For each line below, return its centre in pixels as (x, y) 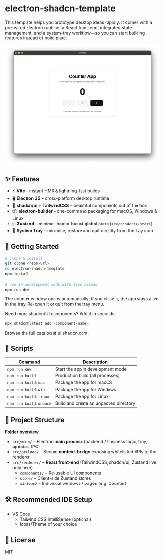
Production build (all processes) (88, 376)
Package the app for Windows (86, 389)
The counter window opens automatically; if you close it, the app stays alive (82, 299)
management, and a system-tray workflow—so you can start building (75, 33)
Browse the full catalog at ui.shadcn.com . (47, 333)
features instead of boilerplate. (36, 38)
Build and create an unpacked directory (95, 403)
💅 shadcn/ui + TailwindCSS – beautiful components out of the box (80, 206)
